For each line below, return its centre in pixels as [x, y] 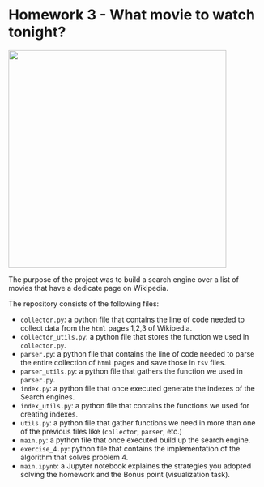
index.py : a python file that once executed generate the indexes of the [137, 388]
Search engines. [47, 397]
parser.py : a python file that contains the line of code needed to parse [137, 353]
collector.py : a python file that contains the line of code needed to [132, 319]
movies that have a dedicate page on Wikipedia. [88, 288]
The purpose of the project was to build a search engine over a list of [123, 279]
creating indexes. [49, 414]
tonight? [37, 32]
